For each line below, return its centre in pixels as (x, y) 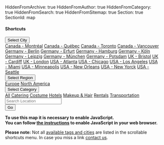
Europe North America (28, 84)
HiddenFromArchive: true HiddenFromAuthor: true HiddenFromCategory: (78, 7)
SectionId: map (20, 17)
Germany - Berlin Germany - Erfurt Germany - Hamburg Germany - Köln (78, 51)
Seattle (12, 72)
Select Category (22, 89)
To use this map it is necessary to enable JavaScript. (60, 118)
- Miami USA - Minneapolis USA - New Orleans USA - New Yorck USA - (77, 67)
